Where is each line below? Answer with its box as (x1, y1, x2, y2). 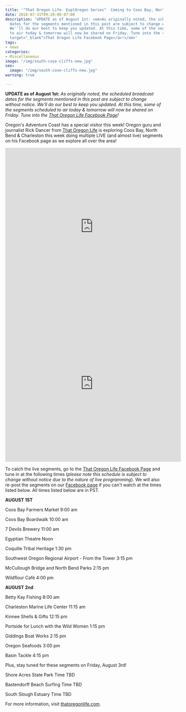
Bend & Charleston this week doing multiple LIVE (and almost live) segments (5, 132, 163, 138)
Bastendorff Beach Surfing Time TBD (5, 681, 82, 687)
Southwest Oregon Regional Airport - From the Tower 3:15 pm (5, 555, 133, 561)
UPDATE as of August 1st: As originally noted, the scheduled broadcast (5, 91, 154, 97)
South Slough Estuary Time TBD (5, 691, 72, 697)
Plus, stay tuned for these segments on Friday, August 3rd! (5, 662, 127, 668)
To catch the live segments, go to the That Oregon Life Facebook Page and (5, 466, 160, 472)
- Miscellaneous (5, 54, 39, 59)
